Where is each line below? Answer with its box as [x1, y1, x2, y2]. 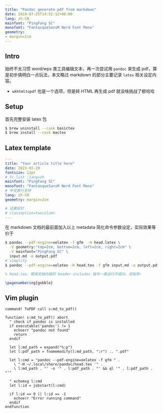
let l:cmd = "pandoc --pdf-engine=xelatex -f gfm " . [9, 358, 120, 362]
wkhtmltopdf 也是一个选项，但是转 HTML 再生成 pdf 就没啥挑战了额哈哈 [12, 88, 155, 94]
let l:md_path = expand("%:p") [9, 345, 73, 350]
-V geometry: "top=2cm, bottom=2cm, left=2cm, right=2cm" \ [9, 245, 131, 250]
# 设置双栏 [5, 206, 24, 211]
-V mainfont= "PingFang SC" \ [9, 249, 68, 254]
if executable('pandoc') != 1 [9, 324, 70, 328]
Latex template [5, 144, 51, 152]
